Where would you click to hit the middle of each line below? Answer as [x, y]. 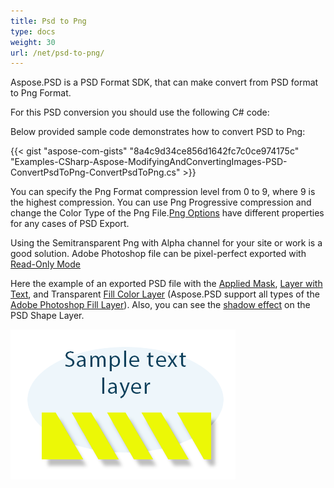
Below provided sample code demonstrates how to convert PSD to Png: [158, 132]
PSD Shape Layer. [47, 316]
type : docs [33, 31]
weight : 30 [33, 42]
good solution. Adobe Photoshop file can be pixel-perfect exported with [158, 254]
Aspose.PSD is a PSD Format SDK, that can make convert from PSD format [164, 82]
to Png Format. [41, 93]
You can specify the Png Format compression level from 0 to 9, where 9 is [163, 192]
